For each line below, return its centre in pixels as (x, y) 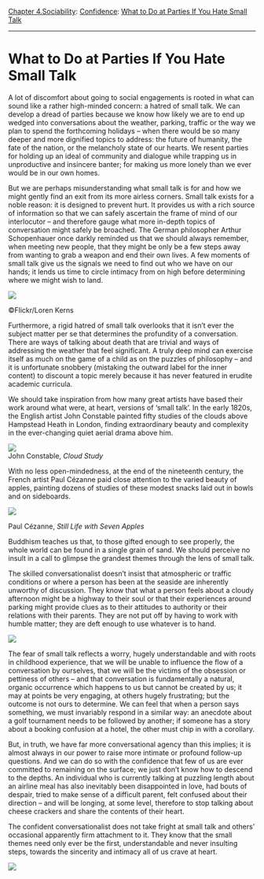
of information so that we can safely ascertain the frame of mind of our (123, 213)
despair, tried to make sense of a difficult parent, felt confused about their (128, 794)
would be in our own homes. (54, 172)
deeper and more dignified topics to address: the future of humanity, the (125, 139)
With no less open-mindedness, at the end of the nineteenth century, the (126, 471)
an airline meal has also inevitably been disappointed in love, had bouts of (128, 786)
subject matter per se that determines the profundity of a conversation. (123, 333)
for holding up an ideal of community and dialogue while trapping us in (123, 156)
